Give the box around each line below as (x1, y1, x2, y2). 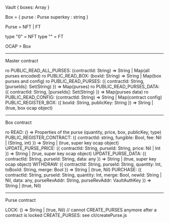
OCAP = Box (5, 43, 31, 49)
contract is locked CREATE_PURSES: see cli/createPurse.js (5, 212, 127, 218)
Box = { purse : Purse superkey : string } (5, 14, 89, 20)
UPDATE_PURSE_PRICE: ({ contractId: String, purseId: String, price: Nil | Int (5, 145, 161, 151)
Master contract (5, 58, 39, 63)
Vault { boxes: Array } (5, 5, 50, 10)
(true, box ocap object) (5, 105, 53, 111)
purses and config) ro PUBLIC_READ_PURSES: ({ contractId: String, (5, 78, 145, 84)
